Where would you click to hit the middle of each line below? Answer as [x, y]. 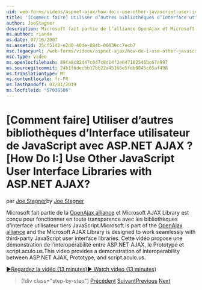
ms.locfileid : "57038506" [38, 90]
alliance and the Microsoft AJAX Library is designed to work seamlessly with [101, 232]
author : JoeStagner [31, 23]
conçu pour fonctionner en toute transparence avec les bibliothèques [92, 219]
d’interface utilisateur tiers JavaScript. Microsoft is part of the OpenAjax [94, 225]
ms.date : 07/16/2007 [32, 40]
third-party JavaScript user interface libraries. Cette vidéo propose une [94, 238]
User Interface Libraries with [79, 172]
